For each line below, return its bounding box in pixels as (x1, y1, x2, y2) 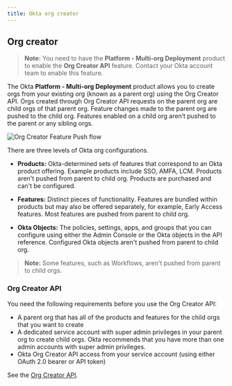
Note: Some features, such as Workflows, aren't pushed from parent (24, 259, 221, 267)
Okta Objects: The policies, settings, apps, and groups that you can (17, 224, 212, 232)
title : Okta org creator (7, 10, 79, 17)
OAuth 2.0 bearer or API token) (17, 357, 106, 365)
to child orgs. (24, 267, 63, 275)
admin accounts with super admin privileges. (17, 342, 146, 351)
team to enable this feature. (24, 69, 103, 77)
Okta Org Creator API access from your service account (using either (17, 350, 215, 358)
